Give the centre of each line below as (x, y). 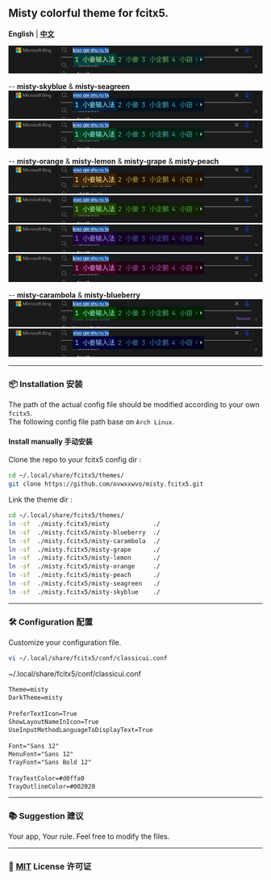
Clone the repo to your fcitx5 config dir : (75, 460)
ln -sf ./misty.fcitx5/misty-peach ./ (84, 575)
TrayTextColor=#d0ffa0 (46, 778)
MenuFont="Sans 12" (41, 754)
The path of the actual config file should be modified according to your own (134, 405)
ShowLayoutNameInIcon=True (54, 722)
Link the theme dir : (40, 499)
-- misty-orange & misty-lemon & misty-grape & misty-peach (114, 162)
